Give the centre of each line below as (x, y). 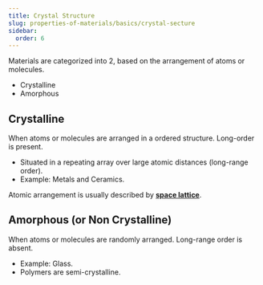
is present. (26, 147)
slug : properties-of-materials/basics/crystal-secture (102, 23)
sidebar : (23, 31)
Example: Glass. (47, 263)
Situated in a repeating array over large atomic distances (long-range (134, 162)
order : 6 (30, 38)
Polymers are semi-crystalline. (70, 272)
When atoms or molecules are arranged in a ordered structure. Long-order (131, 138)
